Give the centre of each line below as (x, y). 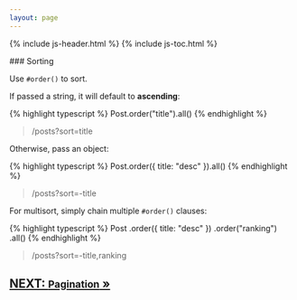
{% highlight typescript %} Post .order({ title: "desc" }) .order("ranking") (144, 228)
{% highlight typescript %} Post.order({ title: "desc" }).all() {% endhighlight (148, 166)
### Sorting (32, 61)
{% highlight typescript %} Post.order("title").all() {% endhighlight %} (139, 113)
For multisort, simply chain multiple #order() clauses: (108, 211)
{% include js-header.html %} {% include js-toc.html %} (114, 43)
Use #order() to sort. (48, 79)
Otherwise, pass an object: (59, 148)
